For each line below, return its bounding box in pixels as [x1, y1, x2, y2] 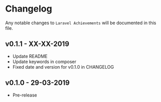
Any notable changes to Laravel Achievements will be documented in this [5, 20, 156, 26]
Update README [12, 53, 48, 59]
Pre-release [12, 92, 37, 98]
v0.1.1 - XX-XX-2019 [5, 40, 69, 48]
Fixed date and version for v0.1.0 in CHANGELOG [12, 64, 114, 70]
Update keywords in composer [12, 59, 76, 65]
